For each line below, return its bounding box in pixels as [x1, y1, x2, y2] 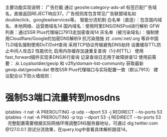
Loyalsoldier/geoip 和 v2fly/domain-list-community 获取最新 [20, 60, 144, 66]
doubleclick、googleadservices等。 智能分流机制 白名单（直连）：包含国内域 [5, 17, 162, 22]
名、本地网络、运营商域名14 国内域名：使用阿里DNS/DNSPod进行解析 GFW [5, 23, 160, 29]
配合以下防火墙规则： [9, 73, 53, 79]
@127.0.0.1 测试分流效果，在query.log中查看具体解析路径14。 [5, 126, 130, 132]
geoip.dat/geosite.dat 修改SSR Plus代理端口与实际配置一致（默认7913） [5, 67, 153, 72]
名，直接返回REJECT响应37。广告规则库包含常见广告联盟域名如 [5, 10, 136, 16]
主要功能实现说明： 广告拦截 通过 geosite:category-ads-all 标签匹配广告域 [5, 4, 157, 10]
